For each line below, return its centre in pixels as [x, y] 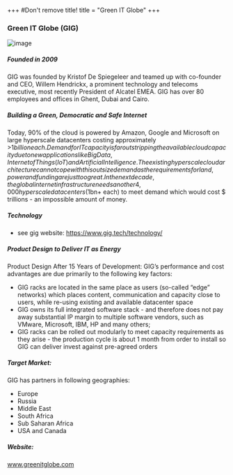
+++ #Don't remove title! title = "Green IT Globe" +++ [83, 10]
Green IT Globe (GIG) [43, 28]
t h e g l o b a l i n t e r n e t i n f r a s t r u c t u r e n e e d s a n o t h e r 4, [74, 185]
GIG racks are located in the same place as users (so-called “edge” [113, 287]
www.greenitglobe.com [41, 465]
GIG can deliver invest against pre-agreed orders [87, 347]
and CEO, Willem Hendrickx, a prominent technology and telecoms [103, 84]
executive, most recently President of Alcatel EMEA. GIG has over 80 [106, 92]
